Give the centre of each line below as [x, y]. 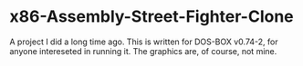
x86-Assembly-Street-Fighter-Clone [151, 17]
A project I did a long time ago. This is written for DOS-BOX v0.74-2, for [144, 42]
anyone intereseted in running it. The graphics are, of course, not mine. [143, 51]
